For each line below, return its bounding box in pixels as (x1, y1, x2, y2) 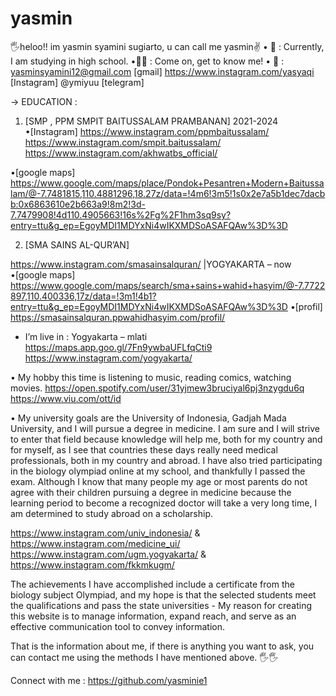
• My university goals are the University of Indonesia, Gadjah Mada (10, 412, 287, 424)
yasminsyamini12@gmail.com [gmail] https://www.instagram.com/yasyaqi (10, 65, 315, 77)
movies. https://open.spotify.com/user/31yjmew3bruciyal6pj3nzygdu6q (10, 382, 305, 394)
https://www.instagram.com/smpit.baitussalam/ (24, 136, 222, 148)
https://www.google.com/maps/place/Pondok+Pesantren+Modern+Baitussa (10, 177, 325, 189)
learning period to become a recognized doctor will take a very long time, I (10, 497, 318, 509)
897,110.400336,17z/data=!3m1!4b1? (10, 290, 157, 302)
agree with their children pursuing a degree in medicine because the (10, 486, 292, 498)
